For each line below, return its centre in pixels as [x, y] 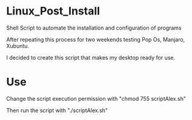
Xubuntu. [18, 46]
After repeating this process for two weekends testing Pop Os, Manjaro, [96, 39]
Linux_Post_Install [53, 11]
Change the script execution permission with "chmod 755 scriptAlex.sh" [96, 98]
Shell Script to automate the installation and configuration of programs [94, 28]
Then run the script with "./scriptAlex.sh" [57, 110]
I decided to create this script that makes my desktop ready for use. [91, 57]
